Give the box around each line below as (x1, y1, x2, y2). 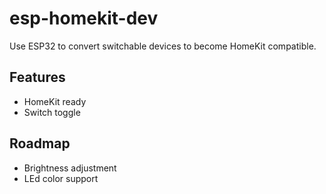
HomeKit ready (23, 95, 87, 107)
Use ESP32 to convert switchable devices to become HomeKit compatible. (9, 40, 317, 52)
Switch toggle (23, 106, 81, 118)
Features (9, 69, 66, 86)
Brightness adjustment (23, 162, 117, 174)
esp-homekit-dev (9, 7, 159, 30)
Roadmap (9, 135, 71, 152)
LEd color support (23, 172, 99, 184)
